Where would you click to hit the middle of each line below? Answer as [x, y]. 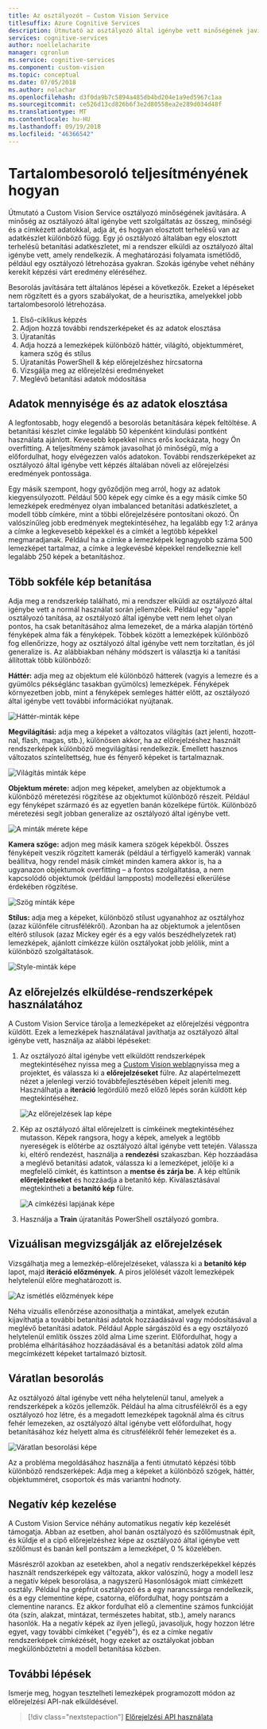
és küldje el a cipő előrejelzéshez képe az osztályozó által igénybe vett [124, 1540]
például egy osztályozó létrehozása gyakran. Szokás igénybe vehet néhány [132, 263]
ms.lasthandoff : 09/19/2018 [55, 127]
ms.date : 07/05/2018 [43, 82]
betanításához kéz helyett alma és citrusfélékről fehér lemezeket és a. [122, 1431]
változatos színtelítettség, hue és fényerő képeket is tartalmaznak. [116, 757]
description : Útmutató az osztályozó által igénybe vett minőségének [126, 30]
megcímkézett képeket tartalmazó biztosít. [77, 1353]
